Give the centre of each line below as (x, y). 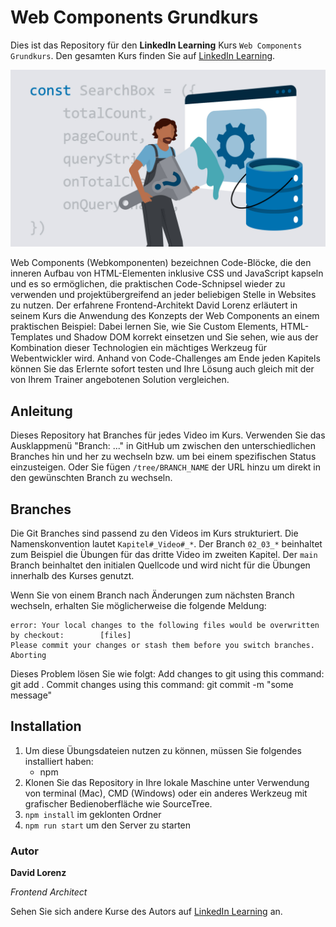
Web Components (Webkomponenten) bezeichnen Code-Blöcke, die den (161, 263)
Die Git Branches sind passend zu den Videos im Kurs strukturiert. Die (154, 533)
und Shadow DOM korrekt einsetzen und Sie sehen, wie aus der (187, 337)
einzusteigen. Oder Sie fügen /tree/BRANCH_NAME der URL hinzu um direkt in (166, 467)
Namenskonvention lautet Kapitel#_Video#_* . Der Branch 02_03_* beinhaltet (166, 544)
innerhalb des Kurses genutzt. (72, 576)
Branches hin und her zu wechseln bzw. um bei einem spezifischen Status (163, 457)
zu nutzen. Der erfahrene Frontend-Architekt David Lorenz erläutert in (154, 305)
